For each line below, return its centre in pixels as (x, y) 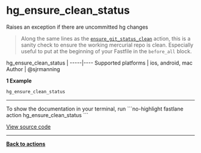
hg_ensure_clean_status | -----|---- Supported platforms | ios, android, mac (100, 63)
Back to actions (26, 143)
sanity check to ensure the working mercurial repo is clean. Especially (107, 45)
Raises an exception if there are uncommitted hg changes (77, 27)
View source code (28, 127)
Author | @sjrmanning (33, 69)
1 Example (19, 81)
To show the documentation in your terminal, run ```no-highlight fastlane (95, 109)
